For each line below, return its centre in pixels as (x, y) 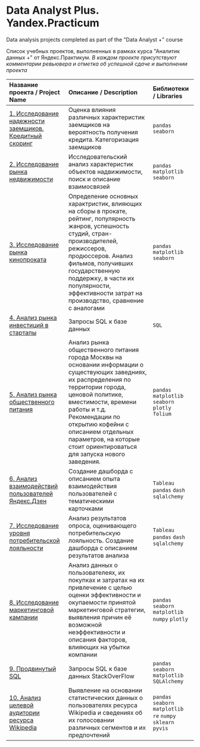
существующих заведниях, (107, 372)
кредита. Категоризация (103, 140)
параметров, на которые (104, 439)
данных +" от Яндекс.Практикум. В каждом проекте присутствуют (91, 57)
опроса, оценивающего (102, 525)
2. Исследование (34, 164)
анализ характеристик (101, 164)
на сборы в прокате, (98, 211)
